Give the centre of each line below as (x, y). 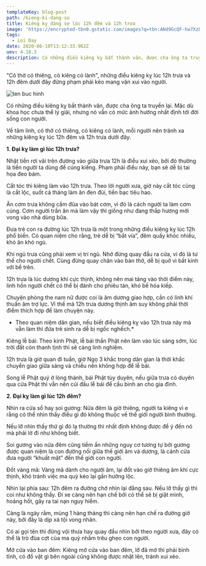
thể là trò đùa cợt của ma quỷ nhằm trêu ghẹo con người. (78, 538)
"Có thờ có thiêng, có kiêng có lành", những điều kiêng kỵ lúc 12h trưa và (99, 75)
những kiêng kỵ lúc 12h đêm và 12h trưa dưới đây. (69, 137)
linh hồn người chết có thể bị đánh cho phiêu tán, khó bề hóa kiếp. (90, 285)
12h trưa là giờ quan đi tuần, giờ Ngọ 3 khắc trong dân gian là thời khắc (96, 359)
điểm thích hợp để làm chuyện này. (51, 310)
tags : (13, 35)
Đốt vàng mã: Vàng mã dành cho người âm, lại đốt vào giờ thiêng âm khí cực (103, 470)
